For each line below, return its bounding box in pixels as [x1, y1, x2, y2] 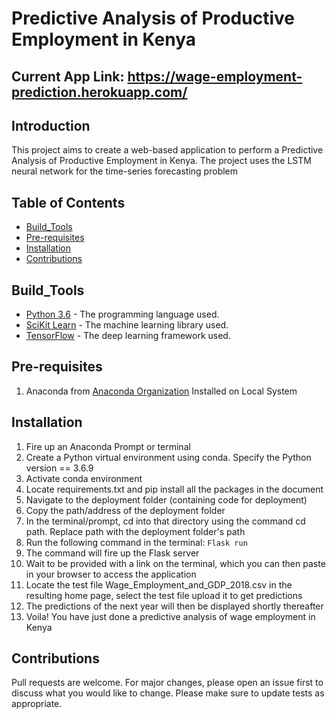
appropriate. [11, 698, 63, 710]
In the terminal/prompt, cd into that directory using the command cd [25, 515, 306, 527]
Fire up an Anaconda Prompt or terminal [25, 440, 191, 452]
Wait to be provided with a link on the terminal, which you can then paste [25, 557, 326, 569]
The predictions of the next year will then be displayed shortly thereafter [25, 600, 324, 612]
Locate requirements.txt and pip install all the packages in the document [25, 483, 324, 495]
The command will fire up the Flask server [25, 547, 200, 559]
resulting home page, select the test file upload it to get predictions [25, 589, 303, 601]
